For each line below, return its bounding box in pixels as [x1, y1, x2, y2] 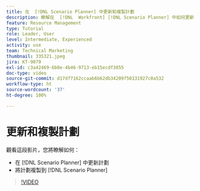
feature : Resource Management [6, 20, 82, 26]
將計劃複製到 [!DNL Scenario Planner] [14, 166, 108, 174]
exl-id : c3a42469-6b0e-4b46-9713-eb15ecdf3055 [6, 64, 124, 71]
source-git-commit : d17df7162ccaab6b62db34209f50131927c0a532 [6, 75, 164, 81]
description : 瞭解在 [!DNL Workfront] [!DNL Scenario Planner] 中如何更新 [6, 14, 195, 20]
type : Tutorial [6, 25, 44, 32]
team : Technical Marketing [6, 48, 73, 54]
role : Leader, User [6, 31, 55, 37]
